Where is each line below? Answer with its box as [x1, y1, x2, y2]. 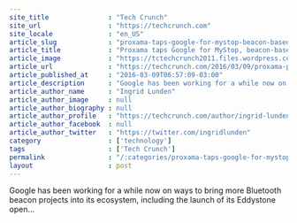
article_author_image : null [9, 95, 133, 104]
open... [9, 204, 35, 215]
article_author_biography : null [9, 104, 133, 112]
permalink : [9, 152, 113, 162]
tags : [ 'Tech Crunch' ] [9, 144, 176, 153]
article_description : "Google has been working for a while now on [9, 79, 287, 88]
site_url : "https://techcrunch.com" [9, 21, 212, 30]
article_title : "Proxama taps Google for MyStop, [9, 46, 243, 55]
